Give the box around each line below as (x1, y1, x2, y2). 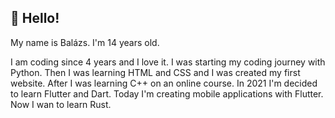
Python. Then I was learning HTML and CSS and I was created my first (10, 66, 301, 78)
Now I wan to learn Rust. (10, 98, 112, 110)
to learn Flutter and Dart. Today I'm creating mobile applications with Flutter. (10, 87, 324, 100)
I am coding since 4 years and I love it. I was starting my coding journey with (10, 56, 326, 68)
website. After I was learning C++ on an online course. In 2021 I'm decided (10, 77, 318, 89)
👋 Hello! (10, 10, 60, 27)
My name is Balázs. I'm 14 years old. (10, 36, 160, 48)
